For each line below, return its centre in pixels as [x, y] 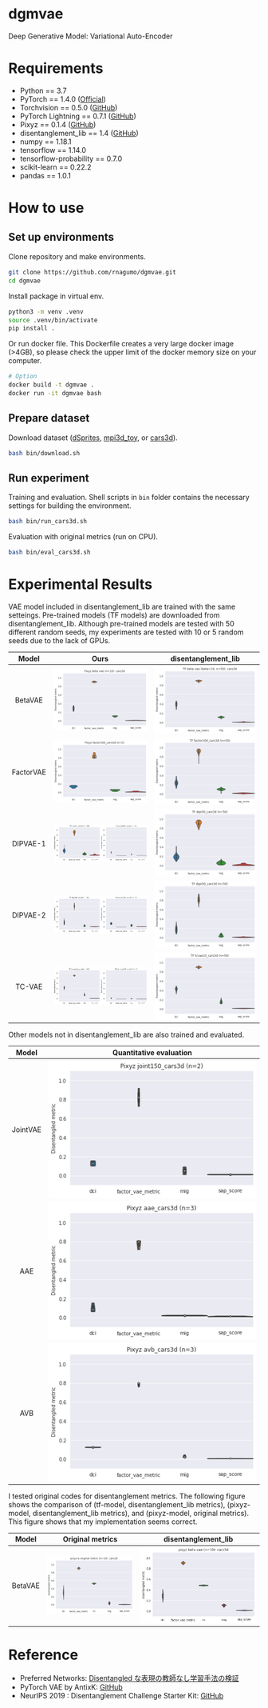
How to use [46, 208]
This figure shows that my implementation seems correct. [103, 1522]
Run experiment [49, 478]
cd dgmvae [25, 281]
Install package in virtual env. [56, 296]
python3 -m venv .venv [46, 312]
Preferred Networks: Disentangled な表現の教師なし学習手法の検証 [129, 1678]
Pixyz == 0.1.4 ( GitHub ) [58, 124]
